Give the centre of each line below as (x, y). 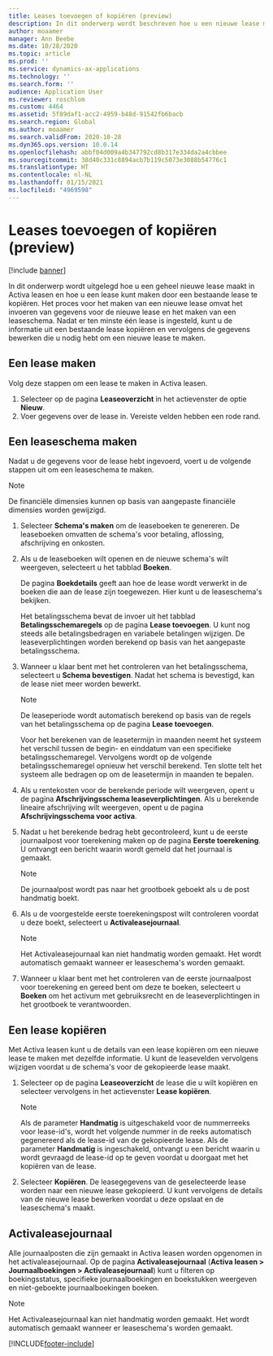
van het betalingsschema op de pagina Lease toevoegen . (117, 724)
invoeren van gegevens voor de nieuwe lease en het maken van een (122, 312)
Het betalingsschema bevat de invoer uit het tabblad (108, 616)
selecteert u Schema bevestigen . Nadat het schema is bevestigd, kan (137, 676)
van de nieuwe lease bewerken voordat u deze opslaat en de (122, 1199)
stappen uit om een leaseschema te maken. (81, 470)
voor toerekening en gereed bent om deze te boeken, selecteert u (130, 987)
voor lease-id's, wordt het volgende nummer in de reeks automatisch (136, 1131)
